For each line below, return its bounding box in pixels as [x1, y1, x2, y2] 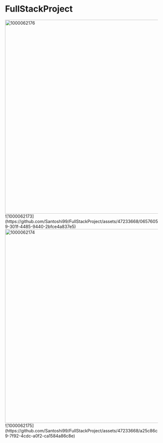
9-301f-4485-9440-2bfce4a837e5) [5, 223, 76, 229]
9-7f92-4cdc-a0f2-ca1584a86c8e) [5, 433, 75, 439]
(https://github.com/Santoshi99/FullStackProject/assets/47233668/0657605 [5, 218, 158, 224]
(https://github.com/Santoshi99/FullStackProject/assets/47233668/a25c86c [5, 427, 158, 433]
